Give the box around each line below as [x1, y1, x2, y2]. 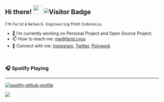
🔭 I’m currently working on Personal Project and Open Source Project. [12, 30, 153, 36]
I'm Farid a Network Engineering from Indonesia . [5, 20, 102, 27]
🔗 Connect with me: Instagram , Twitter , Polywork [12, 42, 111, 49]
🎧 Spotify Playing [5, 64, 49, 71]
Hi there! [5, 8, 32, 16]
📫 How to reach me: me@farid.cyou [12, 36, 86, 41]
